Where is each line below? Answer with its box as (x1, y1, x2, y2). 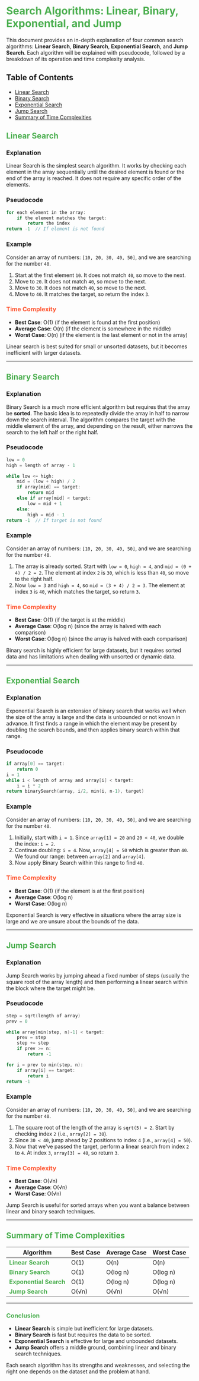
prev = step (17, 1035, 46, 1041)
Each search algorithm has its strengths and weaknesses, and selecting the (6, 1362, 191, 1369)
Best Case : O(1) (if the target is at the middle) (14, 616, 126, 623)
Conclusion (6, 1311, 40, 1320)
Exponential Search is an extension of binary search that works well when (6, 707, 187, 714)
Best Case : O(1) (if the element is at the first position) (14, 887, 145, 894)
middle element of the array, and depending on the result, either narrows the (6, 422, 193, 429)
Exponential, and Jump (6, 17, 122, 30)
